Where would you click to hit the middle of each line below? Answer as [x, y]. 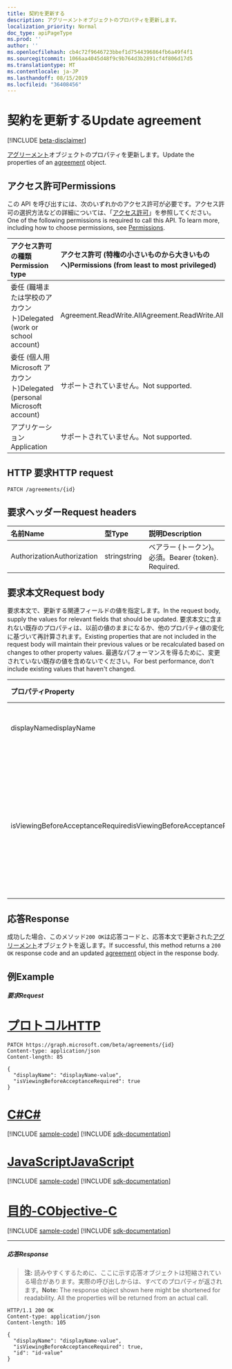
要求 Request [26, 996]
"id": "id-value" [38, 1353]
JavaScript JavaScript [71, 1162]
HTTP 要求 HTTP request [60, 473]
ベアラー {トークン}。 [183, 547]
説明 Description [175, 534]
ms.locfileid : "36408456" [44, 84]
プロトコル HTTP [54, 1026]
